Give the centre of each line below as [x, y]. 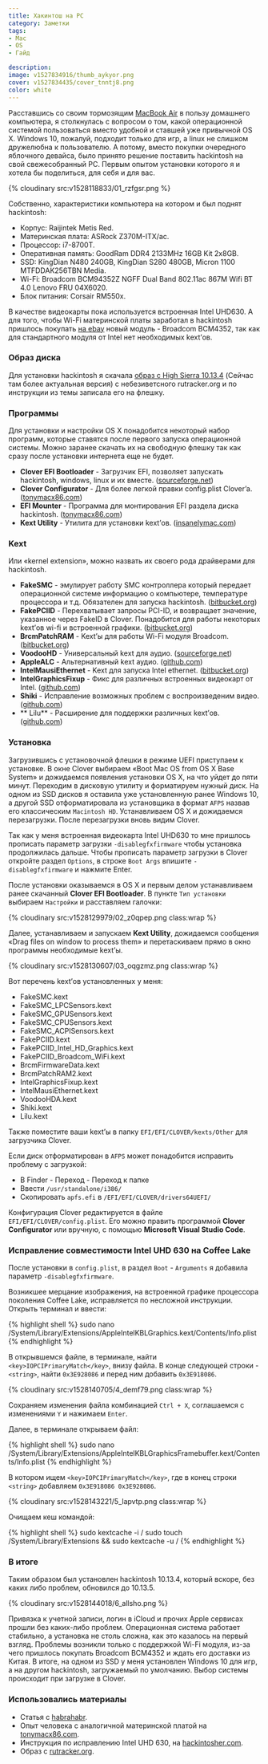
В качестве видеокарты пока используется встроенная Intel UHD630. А [131, 311]
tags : [17, 30]
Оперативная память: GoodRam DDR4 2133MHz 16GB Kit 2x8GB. [129, 253]
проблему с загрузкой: [47, 1164]
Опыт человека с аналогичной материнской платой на [113, 1725]
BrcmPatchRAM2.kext [56, 1073]
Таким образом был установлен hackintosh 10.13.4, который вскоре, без [131, 1579]
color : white [30, 90]
